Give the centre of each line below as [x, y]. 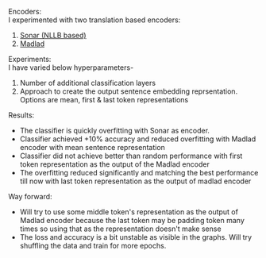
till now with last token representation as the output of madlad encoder [135, 181]
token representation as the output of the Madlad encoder [115, 164]
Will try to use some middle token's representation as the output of [129, 212]
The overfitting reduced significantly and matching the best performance [139, 173]
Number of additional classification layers [88, 83]
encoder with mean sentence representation [92, 147]
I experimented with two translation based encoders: [94, 20]
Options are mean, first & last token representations [104, 100]
